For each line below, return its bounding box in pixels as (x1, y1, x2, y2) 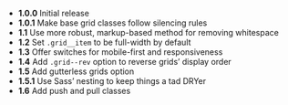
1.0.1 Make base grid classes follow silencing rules (17, 17, 208, 28)
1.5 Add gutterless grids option (17, 66, 135, 77)
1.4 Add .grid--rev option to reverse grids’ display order (17, 57, 232, 67)
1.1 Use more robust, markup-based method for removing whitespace (17, 27, 280, 37)
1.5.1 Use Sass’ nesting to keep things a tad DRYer (17, 76, 207, 86)
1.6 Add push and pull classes (17, 86, 131, 96)
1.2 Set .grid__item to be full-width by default (17, 37, 191, 47)
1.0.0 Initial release (17, 8, 89, 18)
